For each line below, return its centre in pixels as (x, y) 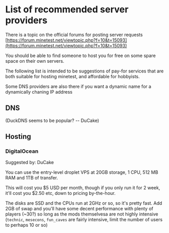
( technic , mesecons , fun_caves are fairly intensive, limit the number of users (84, 220)
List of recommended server (67, 10)
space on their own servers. (35, 61)
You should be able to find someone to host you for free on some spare (81, 56)
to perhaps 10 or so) (26, 225)
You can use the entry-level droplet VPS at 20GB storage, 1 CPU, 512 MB (82, 172)
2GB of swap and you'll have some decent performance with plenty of (79, 209)
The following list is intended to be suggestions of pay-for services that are (84, 71)
